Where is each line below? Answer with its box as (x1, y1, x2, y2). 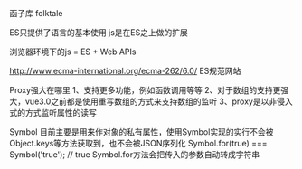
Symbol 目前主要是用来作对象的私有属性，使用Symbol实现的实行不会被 (9, 127, 274, 137)
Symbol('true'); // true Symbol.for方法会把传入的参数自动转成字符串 (9, 149, 260, 160)
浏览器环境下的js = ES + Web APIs (9, 46, 137, 57)
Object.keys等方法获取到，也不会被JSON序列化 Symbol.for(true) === (9, 138, 269, 148)
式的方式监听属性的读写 (9, 108, 97, 117)
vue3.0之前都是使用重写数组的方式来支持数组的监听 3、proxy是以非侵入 (24, 96, 293, 107)
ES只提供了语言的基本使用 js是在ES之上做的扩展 (9, 27, 188, 38)
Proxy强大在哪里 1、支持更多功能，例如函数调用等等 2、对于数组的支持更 (9, 85, 281, 95)
